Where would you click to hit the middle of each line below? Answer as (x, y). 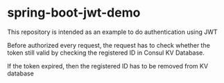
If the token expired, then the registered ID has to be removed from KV (108, 66)
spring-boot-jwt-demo (74, 13)
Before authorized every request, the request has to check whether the (109, 45)
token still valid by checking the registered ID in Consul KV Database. (106, 53)
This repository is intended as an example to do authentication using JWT (112, 32)
